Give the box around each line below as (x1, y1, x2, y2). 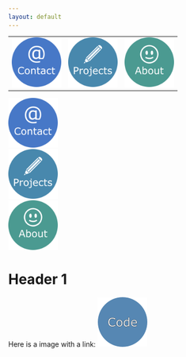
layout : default (8, 13, 62, 21)
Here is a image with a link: (8, 339, 97, 349)
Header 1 (8, 270, 67, 289)
